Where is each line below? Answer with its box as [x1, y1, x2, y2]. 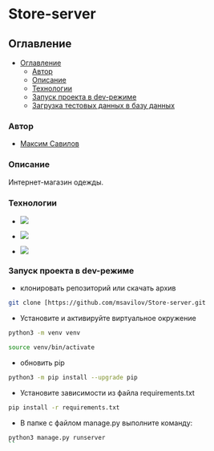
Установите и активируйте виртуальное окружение [19, 314, 196, 323]
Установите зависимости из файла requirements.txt [19, 388, 195, 397]
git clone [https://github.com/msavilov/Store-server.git [8, 299, 206, 307]
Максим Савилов [19, 139, 80, 148]
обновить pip [19, 358, 66, 368]
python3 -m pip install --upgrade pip [8, 373, 138, 381]
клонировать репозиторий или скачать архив [19, 283, 176, 293]
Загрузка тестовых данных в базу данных [31, 101, 175, 110]
